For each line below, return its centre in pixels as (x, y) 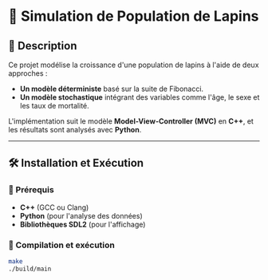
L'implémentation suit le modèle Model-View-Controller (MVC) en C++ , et (131, 121)
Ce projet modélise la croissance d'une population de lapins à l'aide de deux (134, 65)
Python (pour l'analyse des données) (81, 215)
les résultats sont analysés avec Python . (75, 130)
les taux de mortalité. (54, 106)
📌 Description (43, 46)
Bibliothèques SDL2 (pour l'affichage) (83, 224)
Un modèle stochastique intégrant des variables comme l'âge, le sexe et (140, 97)
